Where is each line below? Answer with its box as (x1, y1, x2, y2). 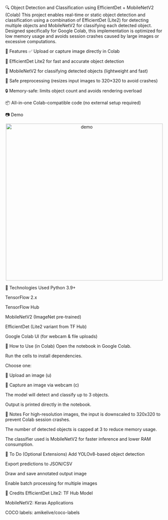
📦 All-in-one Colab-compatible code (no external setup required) (5, 100, 141, 106)
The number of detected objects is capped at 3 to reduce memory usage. (5, 427, 157, 432)
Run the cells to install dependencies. (5, 353, 83, 359)
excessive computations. (5, 39, 57, 44)
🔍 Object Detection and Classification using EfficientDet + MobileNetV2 (5, 5, 154, 11)
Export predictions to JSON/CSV (5, 461, 73, 467)
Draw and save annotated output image (5, 471, 87, 476)
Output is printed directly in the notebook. (5, 401, 92, 407)
